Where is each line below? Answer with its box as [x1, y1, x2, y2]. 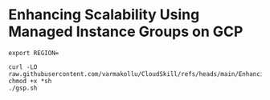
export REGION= [8, 49, 59, 57]
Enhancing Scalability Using [8, 6, 200, 24]
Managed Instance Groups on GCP [8, 22, 243, 41]
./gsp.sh [8, 84, 38, 92]
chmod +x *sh [8, 77, 52, 85]
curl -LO [8, 62, 38, 71]
